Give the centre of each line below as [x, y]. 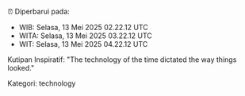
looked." [21, 68]
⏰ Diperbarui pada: [39, 12]
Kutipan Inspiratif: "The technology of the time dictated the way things [122, 60]
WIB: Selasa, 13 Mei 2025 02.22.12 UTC [83, 27]
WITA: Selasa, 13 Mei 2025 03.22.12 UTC [85, 36]
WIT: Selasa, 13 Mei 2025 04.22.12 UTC [83, 44]
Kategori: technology [42, 83]
